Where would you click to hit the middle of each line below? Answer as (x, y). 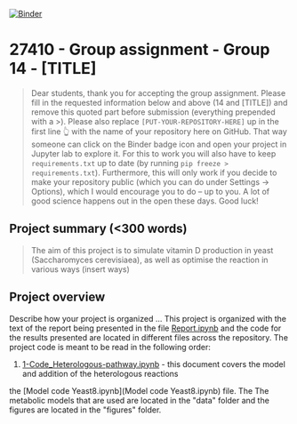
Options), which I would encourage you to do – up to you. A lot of (150, 191)
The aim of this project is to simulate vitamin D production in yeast (152, 250)
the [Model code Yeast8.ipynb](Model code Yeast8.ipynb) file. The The (139, 390)
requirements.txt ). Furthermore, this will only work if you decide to (154, 172)
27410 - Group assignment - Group (140, 50)
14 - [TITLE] (53, 69)
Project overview (57, 297)
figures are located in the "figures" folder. (85, 410)
